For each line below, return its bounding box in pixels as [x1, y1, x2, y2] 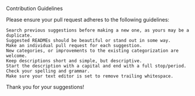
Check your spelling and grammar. [6, 68, 90, 74]
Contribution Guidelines [6, 5, 63, 12]
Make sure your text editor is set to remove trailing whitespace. [6, 73, 174, 79]
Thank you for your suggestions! [6, 84, 85, 90]
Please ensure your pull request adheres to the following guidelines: [6, 16, 169, 23]
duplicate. [6, 33, 33, 38]
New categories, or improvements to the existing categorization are [6, 48, 179, 54]
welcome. [6, 53, 27, 59]
